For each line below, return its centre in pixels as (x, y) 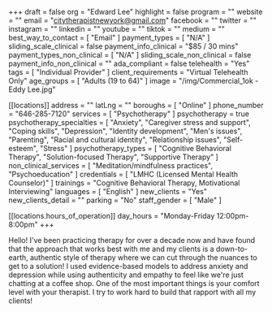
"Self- (233, 140)
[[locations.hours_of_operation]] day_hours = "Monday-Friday (112, 216)
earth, (18, 258)
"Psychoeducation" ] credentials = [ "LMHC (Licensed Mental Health (123, 174)
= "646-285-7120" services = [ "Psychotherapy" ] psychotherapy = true (129, 114)
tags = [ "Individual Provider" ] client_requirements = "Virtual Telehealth (128, 72)
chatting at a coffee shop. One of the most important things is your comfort (134, 283)
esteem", (23, 148)
